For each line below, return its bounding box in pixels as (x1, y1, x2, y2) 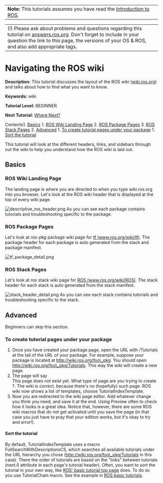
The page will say (12, 373, 48, 379)
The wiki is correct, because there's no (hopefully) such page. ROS (16, 383, 151, 389)
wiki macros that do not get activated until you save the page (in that (12, 409, 149, 415)
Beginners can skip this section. (5, 324, 69, 330)
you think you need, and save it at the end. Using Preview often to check (12, 398, 157, 405)
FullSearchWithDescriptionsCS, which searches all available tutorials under (5, 447, 155, 452)
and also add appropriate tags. (7, 43, 77, 50)
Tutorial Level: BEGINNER (5, 103, 57, 108)
